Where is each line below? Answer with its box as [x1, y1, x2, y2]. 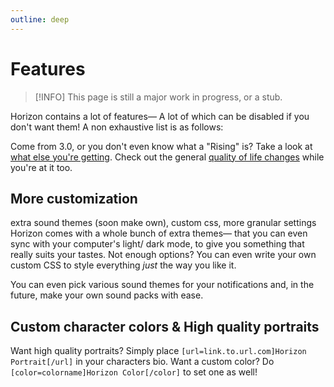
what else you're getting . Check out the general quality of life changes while [10, 151, 325, 163]
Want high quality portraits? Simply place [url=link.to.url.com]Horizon [10, 345, 307, 357]
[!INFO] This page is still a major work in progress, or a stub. [34, 91, 283, 103]
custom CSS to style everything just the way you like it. [10, 259, 237, 271]
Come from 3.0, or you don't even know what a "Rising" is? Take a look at [10, 140, 313, 152]
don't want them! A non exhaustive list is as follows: [10, 121, 224, 133]
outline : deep [10, 14, 70, 25]
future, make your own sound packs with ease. [10, 289, 204, 301]
